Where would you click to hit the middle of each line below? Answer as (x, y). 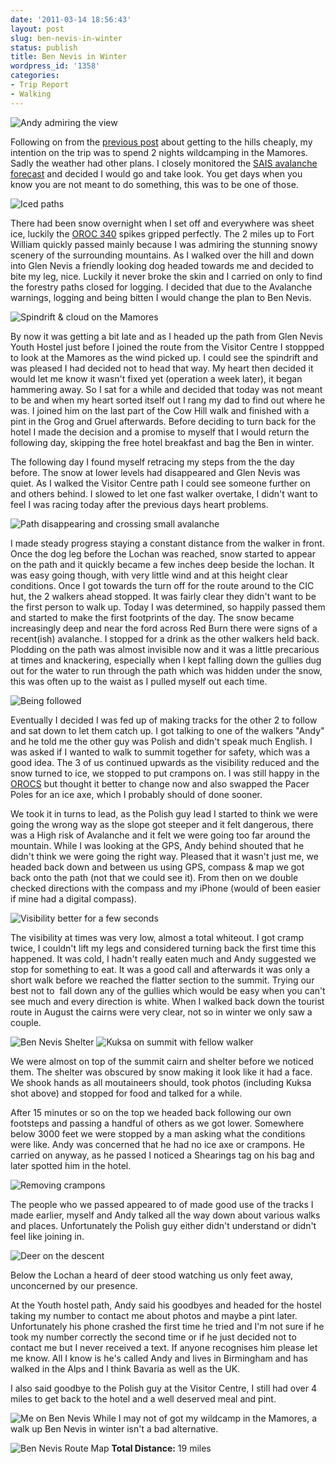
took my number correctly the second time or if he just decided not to (153, 1337)
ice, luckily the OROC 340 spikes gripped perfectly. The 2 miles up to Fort (162, 233)
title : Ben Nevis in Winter (69, 57)
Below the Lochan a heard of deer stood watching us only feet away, (152, 1275)
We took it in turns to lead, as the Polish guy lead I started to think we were (164, 813)
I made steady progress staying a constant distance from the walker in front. (167, 543)
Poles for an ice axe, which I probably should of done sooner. (136, 794)
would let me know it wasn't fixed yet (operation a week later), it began (156, 378)
